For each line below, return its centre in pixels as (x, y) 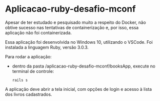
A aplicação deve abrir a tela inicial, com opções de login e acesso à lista (79, 89)
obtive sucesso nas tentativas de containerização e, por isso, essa (72, 27)
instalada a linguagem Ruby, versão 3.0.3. (47, 47)
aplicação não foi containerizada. (39, 33)
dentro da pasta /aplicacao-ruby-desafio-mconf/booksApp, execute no (84, 66)
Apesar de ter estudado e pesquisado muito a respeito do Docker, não (76, 22)
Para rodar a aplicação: (29, 56)
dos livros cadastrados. (29, 94)
